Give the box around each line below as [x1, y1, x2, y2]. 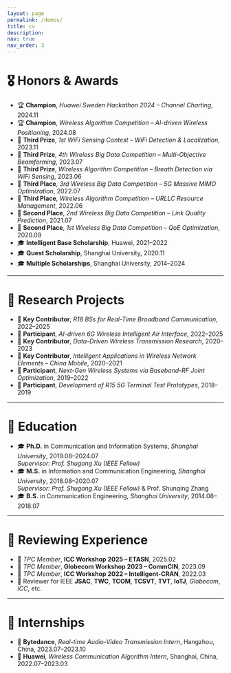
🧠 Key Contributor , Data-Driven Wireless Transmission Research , [16, 336, 204, 345]
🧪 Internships [7, 615, 85, 630]
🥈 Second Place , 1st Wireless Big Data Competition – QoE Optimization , [16, 223, 220, 231]
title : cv [7, 23, 36, 30]
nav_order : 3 [7, 42, 45, 49]
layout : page [7, 10, 45, 17]
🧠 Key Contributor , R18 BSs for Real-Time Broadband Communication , [16, 314, 218, 323]
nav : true [7, 36, 36, 43]
